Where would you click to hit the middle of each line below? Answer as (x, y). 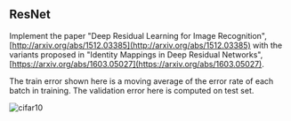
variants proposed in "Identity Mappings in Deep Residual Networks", (136, 54)
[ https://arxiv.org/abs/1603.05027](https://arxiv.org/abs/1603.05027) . (137, 64)
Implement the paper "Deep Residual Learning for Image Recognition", (138, 35)
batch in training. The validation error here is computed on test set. (132, 90)
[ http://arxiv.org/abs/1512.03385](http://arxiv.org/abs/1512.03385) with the (146, 45)
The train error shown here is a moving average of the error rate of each (141, 81)
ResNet (30, 15)
